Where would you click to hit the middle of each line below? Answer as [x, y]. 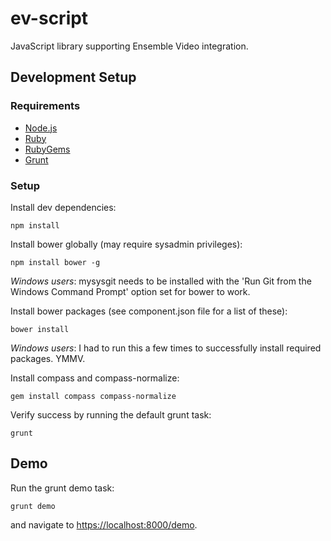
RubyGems [47, 149]
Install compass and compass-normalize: [95, 378]
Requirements [45, 106]
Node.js [41, 128]
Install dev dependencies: [63, 207]
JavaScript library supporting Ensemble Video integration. [129, 46]
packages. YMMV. [48, 358]
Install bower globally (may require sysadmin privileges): [126, 244]
